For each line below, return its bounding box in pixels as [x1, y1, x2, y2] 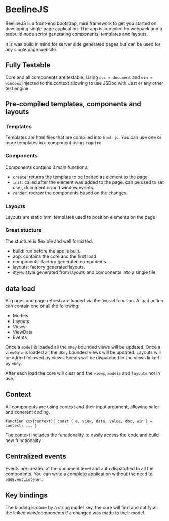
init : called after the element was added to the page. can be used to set [12, 179, 164, 185]
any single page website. [5, 46, 57, 52]
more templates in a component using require [5, 140, 101, 146]
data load [5, 284, 35, 293]
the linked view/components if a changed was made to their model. [5, 510, 146, 516]
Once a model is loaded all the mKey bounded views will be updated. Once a [5, 344, 161, 350]
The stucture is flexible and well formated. [5, 238, 93, 244]
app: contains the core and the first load [12, 253, 97, 259]
